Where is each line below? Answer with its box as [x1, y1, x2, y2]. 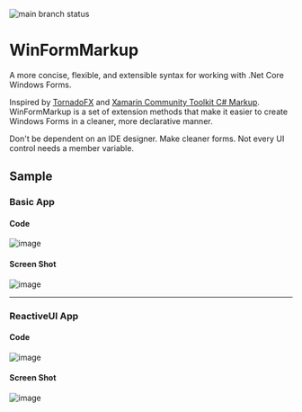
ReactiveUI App [9, 309, 79, 322]
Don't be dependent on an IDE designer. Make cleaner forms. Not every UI [9, 133, 285, 144]
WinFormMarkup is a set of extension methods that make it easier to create [9, 106, 289, 117]
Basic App [9, 196, 56, 209]
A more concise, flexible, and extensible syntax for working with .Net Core [9, 69, 285, 80]
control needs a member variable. [9, 142, 135, 153]
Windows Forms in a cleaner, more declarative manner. [9, 115, 213, 126]
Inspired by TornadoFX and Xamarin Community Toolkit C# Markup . [9, 96, 261, 107]
